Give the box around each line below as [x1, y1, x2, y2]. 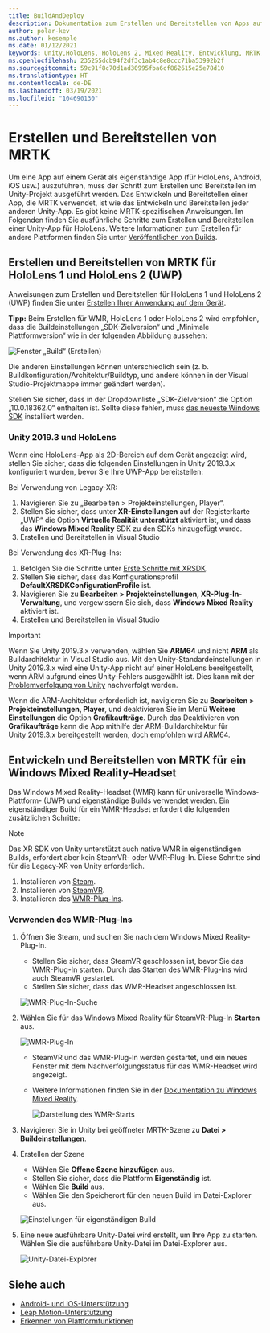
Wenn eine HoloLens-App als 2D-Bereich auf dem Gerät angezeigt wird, [8, 450, 247, 459]
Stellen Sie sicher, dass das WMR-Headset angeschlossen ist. [31, 982, 238, 992]
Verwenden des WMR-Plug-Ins [8, 914, 133, 925]
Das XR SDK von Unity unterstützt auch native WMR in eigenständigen [8, 844, 242, 854]
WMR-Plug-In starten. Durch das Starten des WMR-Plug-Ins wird [31, 965, 247, 974]
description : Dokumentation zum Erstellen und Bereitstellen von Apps [8, 19, 250, 27]
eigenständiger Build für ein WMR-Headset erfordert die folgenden [8, 804, 231, 814]
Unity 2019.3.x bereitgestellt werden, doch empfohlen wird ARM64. [8, 730, 231, 740]
